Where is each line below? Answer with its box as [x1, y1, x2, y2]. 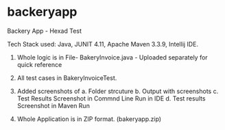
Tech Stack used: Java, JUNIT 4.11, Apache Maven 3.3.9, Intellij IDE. [7, 40, 199, 48]
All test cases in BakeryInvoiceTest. [16, 73, 117, 82]
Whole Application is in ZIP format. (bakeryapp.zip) [16, 114, 162, 123]
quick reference [16, 60, 62, 68]
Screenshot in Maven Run [16, 101, 91, 109]
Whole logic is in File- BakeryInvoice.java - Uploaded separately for [16, 53, 208, 62]
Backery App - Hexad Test [7, 27, 82, 35]
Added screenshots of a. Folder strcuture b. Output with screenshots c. [16, 87, 219, 95]
